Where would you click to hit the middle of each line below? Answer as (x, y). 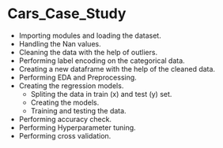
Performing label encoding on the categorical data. (102, 61)
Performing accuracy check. (65, 119)
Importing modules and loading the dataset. (90, 35)
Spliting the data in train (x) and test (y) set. (101, 94)
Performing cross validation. (65, 135)
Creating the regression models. (71, 85)
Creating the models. (65, 102)
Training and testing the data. (79, 110)
